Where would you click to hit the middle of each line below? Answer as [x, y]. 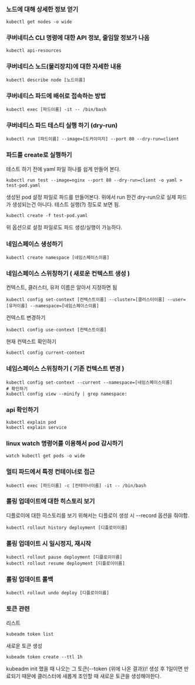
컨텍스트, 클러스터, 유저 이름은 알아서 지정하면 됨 [62, 288]
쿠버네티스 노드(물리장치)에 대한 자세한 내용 [64, 66]
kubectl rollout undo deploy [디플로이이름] [58, 593]
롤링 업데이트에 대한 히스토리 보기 [51, 501]
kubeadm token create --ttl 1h [44, 657]
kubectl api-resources [34, 50]
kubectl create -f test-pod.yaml [47, 215]
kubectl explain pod [31, 422]
